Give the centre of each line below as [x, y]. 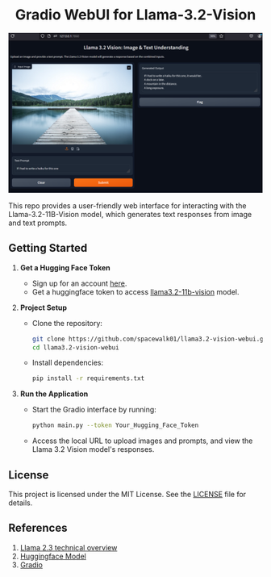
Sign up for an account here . [79, 283]
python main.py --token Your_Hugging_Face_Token [115, 425]
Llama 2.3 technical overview [69, 547]
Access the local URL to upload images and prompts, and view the [142, 441]
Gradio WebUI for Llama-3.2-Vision [135, 15]
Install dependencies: [67, 363]
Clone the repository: [67, 323]
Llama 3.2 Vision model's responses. [93, 449]
